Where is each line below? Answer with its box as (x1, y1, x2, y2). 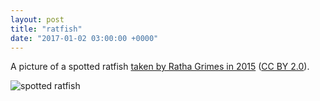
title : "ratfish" (10, 24, 83, 34)
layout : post (10, 14, 65, 25)
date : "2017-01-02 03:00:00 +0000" (10, 33, 159, 43)
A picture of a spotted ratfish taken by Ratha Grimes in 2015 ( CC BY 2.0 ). (10, 61, 310, 73)
